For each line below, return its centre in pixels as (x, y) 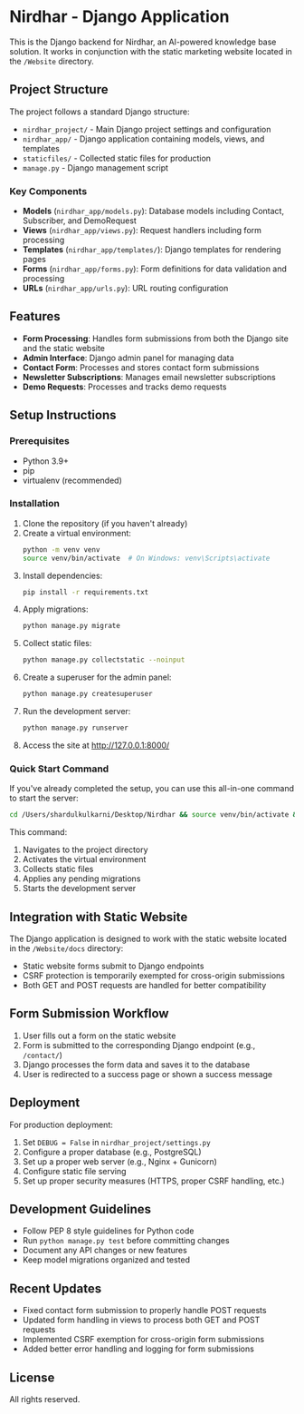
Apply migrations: (55, 609)
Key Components (48, 191)
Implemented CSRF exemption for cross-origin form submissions (143, 1340)
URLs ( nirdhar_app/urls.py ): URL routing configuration (125, 289)
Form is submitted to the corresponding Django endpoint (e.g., (139, 1045)
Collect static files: (57, 643)
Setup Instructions (63, 415)
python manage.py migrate (71, 626)
